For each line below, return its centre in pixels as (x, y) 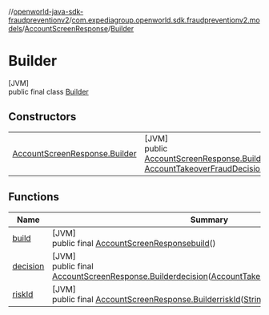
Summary (209, 220)
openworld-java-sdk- (48, 12)
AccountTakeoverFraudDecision (205, 168)
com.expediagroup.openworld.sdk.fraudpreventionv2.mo (166, 20)
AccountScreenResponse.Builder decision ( (131, 276)
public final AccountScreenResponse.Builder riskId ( (148, 299)
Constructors (42, 117)
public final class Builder (49, 91)
